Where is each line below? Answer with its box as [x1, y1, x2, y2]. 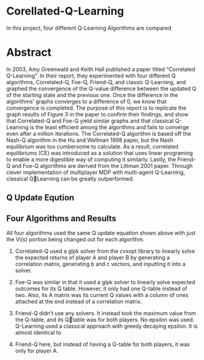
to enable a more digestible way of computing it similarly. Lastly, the [6, 156, 176, 163]
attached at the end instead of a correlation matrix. [15, 298, 143, 305]
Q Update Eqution [6, 193, 75, 203]
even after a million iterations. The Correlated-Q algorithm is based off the [6, 130, 191, 137]
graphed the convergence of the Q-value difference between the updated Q [6, 85, 197, 92]
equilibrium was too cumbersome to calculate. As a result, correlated [6, 142, 179, 150]
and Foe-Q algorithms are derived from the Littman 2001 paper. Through [12, 162, 193, 169]
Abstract [6, 45, 52, 59]
